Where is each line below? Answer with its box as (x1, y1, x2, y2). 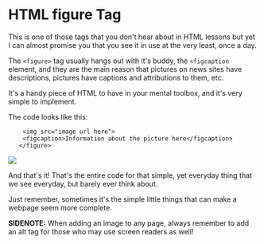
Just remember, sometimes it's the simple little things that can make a (8, 194, 237, 204)
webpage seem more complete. (8, 203, 113, 212)
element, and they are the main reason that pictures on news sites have (8, 64, 243, 73)
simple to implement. (8, 96, 77, 106)
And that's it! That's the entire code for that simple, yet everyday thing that (8, 170, 253, 180)
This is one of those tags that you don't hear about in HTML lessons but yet (8, 32, 256, 41)
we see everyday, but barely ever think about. (8, 179, 158, 188)
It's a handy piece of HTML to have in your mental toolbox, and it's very (8, 88, 243, 97)
